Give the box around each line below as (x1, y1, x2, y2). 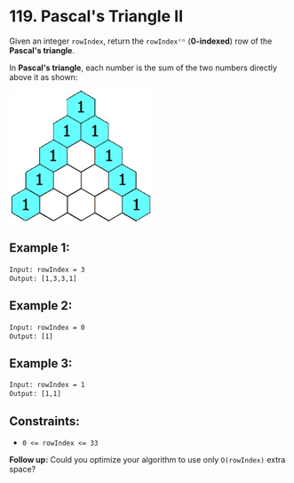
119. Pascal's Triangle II (9, 6, 184, 27)
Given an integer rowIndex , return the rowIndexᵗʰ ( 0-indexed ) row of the (9, 36, 273, 46)
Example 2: (9, 298, 73, 313)
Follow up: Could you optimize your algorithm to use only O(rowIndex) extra (9, 455, 286, 465)
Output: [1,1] (9, 390, 62, 398)
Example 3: (9, 356, 73, 371)
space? (9, 464, 36, 475)
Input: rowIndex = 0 (9, 323, 86, 332)
